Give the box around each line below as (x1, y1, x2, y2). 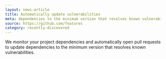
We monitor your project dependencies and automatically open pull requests (5, 39, 161, 45)
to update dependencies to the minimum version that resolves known (5, 44, 146, 50)
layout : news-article (5, 7, 50, 12)
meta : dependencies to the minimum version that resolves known (5, 16, 140, 21)
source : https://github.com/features (5, 21, 83, 26)
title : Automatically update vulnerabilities (5, 12, 100, 17)
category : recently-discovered (5, 26, 70, 30)
